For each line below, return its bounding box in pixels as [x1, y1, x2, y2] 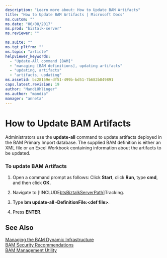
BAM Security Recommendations [5, 242, 74, 248]
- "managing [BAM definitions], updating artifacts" [10, 63, 123, 68]
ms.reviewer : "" [5, 31, 39, 36]
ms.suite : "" [5, 40, 33, 45]
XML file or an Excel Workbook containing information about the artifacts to [5, 145, 162, 151]
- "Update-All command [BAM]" [10, 58, 73, 63]
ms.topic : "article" [5, 49, 49, 54]
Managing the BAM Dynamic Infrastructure [5, 237, 94, 243]
